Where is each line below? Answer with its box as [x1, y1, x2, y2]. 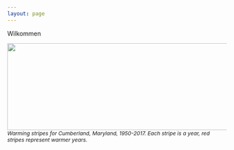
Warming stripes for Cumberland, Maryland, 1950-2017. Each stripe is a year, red [7, 129, 210, 137]
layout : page [7, 10, 45, 17]
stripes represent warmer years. [7, 136, 88, 143]
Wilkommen [7, 29, 42, 37]
